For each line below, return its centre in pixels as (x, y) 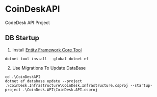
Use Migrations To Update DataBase (49, 68)
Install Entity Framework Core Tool (47, 49)
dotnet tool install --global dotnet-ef (47, 59)
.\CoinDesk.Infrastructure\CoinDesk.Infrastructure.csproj (67, 85)
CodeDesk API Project (27, 23)
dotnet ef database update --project (44, 81)
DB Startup (22, 38)
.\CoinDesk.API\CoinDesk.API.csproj (60, 90)
